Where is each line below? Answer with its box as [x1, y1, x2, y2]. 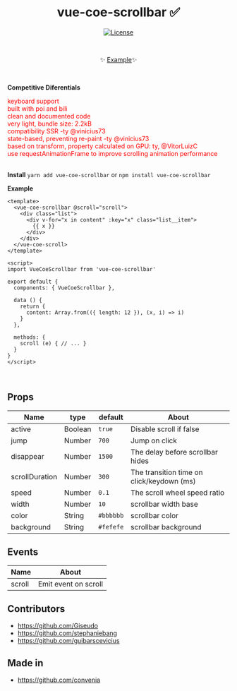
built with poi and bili [7, 104, 68, 113]
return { [20, 303, 46, 310]
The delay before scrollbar [130, 447, 219, 457]
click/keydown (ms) [130, 476, 196, 486]
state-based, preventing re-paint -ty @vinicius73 [7, 134, 150, 143]
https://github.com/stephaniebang [17, 629, 118, 637]
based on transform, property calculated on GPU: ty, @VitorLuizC [7, 142, 198, 150]
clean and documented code [7, 112, 91, 120]
